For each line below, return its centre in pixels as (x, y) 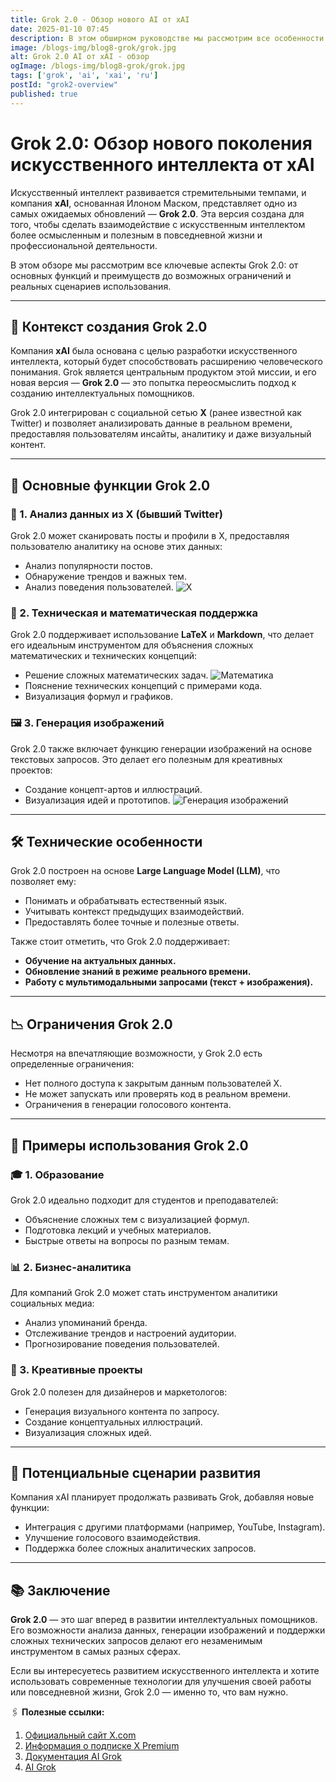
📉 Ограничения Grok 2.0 (91, 1024)
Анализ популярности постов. (88, 566)
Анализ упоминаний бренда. (86, 1323)
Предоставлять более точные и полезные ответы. (132, 922)
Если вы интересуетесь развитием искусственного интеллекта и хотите (165, 1671)
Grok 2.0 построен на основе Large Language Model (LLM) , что (145, 871)
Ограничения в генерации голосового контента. (128, 1105)
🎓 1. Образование (57, 1174)
